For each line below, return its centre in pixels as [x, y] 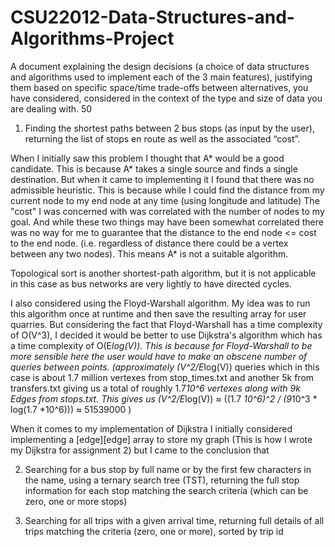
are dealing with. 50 [51, 108]
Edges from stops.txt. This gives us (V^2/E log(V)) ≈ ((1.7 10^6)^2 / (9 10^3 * [164, 398]
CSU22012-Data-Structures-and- [152, 17]
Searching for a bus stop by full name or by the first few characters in [168, 469]
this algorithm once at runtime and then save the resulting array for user [158, 313]
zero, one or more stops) [76, 501]
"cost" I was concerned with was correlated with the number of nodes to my [167, 211]
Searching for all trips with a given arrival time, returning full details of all [174, 520]
